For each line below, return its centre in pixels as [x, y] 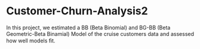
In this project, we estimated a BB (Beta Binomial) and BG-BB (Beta [88, 27]
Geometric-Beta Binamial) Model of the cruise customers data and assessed [100, 33]
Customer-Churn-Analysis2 [77, 11]
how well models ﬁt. [31, 41]
